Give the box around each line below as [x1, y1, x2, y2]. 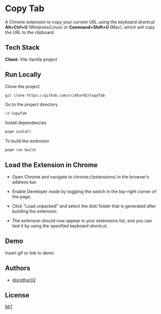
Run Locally [5, 71, 41, 79]
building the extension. [12, 208, 58, 214]
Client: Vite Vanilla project [5, 56, 57, 62]
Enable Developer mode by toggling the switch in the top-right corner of [12, 188, 157, 194]
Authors [5, 264, 31, 273]
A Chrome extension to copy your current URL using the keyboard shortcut [5, 19, 155, 25]
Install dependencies [5, 120, 47, 126]
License [5, 291, 30, 299]
